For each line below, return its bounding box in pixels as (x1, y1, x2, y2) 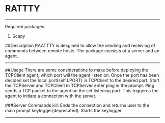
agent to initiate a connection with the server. (5, 93, 97, 99)
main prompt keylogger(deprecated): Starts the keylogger (5, 107, 122, 113)
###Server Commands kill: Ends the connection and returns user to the (5, 102, 150, 108)
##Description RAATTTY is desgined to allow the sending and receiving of (5, 42, 156, 48)
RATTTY (5, 3, 40, 14)
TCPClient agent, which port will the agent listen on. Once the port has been (5, 72, 159, 78)
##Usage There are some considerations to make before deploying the (5, 67, 149, 73)
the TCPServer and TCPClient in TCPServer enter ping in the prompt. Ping (5, 82, 155, 88)
